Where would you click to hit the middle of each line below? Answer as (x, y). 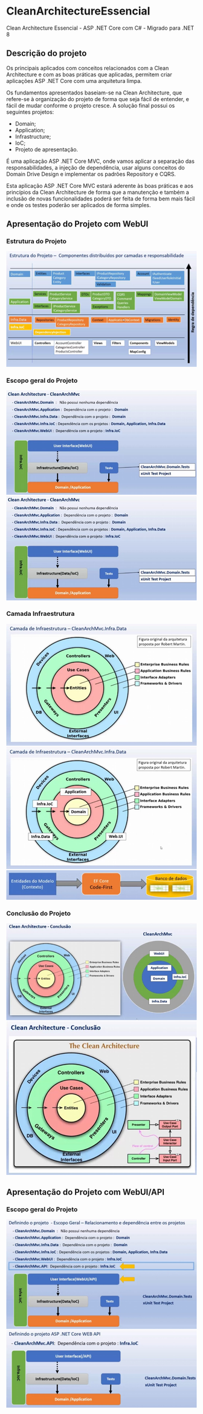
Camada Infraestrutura (40, 614)
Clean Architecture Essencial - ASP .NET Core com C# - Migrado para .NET (100, 28)
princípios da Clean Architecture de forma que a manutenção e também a (98, 192)
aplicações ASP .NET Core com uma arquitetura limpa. (74, 81)
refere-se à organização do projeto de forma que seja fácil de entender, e (98, 99)
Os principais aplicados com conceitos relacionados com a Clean (88, 68)
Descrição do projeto (47, 54)
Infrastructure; (33, 136)
